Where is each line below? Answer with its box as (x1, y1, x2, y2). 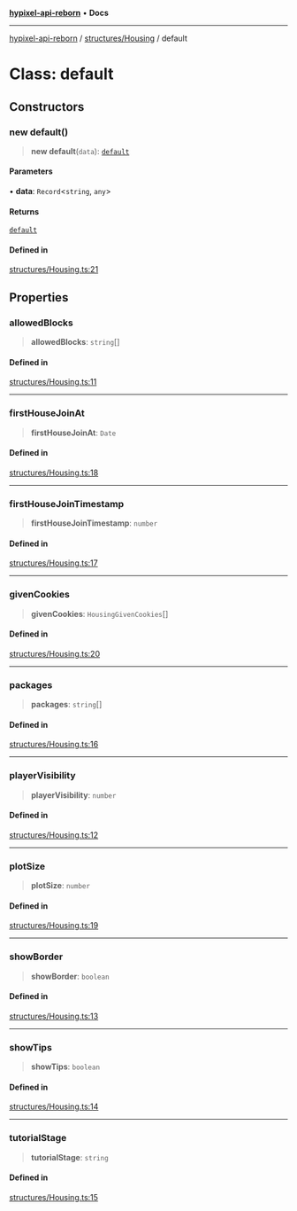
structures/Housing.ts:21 (9, 264, 99, 275)
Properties (9, 290, 69, 305)
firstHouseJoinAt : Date (30, 427, 117, 438)
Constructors (9, 99, 85, 114)
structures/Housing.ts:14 (9, 1101, 99, 1112)
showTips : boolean (30, 1061, 100, 1072)
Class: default (9, 64, 114, 84)
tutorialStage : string (30, 1152, 109, 1162)
